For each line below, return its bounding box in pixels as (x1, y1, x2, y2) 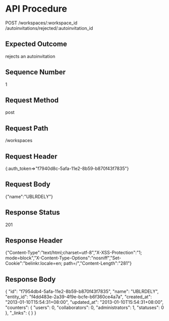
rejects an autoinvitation (5, 53, 56, 59)
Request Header (5, 152, 58, 161)
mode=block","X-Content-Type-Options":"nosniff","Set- (5, 255, 121, 261)
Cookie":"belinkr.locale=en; (5, 260, 63, 266)
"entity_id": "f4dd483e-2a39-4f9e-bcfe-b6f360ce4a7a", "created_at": (5, 294, 152, 300)
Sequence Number (5, 68, 66, 76)
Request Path (5, 124, 49, 132)
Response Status (5, 208, 60, 217)
